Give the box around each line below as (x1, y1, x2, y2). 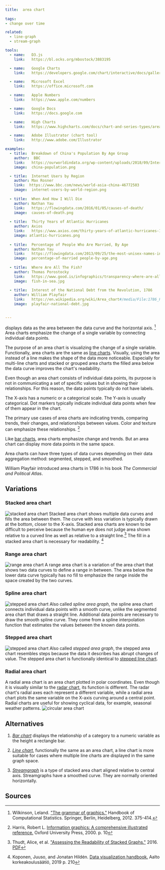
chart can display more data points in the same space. (5, 441, 115, 447)
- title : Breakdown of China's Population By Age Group (9, 151, 129, 156)
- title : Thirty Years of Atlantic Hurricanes (9, 219, 109, 224)
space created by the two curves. (5, 578, 73, 583)
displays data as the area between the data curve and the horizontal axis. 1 (5, 324, 156, 331)
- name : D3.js (9, 52, 43, 57)
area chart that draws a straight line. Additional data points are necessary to (5, 611, 159, 617)
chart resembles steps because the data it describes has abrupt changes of (5, 650, 159, 656)
